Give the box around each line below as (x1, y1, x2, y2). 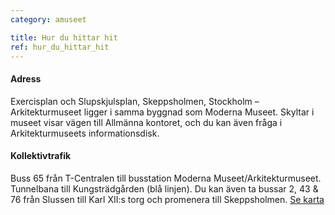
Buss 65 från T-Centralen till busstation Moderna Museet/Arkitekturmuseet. (10, 172, 322, 184)
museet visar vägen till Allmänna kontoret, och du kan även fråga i (10, 116, 283, 128)
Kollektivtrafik (10, 150, 72, 162)
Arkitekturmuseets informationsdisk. (10, 127, 160, 139)
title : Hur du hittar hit (10, 32, 118, 43)
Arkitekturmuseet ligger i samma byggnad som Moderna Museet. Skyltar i (10, 106, 315, 118)
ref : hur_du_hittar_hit (10, 42, 110, 52)
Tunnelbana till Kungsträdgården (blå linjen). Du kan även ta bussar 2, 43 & (10, 182, 319, 195)
